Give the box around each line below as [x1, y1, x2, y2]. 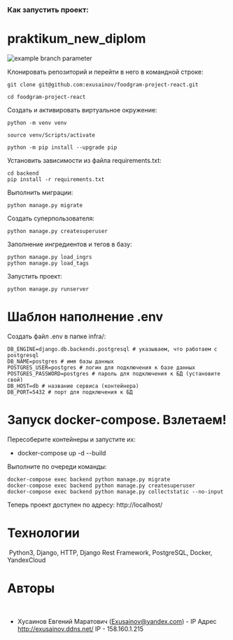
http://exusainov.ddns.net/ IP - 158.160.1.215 [17, 625, 143, 633]
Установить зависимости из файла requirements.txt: [7, 156, 162, 164]
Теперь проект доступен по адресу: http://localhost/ [7, 500, 163, 509]
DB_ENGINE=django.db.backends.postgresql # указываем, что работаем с [7, 345, 218, 352]
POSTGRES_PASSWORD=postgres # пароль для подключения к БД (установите [7, 370, 220, 377]
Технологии [7, 525, 80, 541]
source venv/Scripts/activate [7, 131, 96, 138]
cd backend [7, 170, 39, 177]
